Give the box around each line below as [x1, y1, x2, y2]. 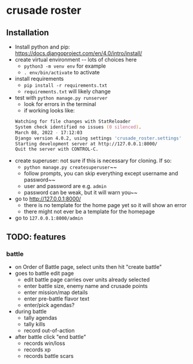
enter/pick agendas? [23, 301, 75, 308]
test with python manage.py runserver [14, 94, 108, 101]
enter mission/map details [23, 289, 88, 296]
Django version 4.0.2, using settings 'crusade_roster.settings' [14, 135, 182, 141]
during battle [14, 308, 47, 315]
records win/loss [23, 339, 65, 347]
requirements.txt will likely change [23, 88, 111, 95]
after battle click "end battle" [14, 333, 86, 340]
